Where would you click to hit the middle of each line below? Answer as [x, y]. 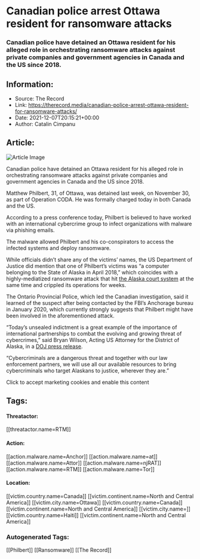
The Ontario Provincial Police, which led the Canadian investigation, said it [97, 297]
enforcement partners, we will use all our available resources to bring [91, 364]
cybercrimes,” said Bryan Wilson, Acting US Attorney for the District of [93, 340]
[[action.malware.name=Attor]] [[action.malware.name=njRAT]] [84, 463]
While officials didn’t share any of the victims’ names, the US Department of [99, 259]
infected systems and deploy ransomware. [59, 248]
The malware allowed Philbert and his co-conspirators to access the [90, 242]
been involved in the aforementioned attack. [60, 316]
